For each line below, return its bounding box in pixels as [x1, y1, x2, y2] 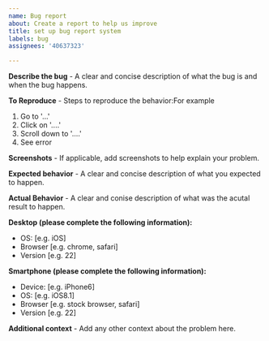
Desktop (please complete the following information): [8, 218, 193, 227]
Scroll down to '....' [19, 129, 83, 139]
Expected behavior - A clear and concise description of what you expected [8, 169, 261, 179]
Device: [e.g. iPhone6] [19, 282, 96, 292]
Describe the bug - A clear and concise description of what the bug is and [8, 71, 258, 81]
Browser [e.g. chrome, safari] [19, 242, 119, 252]
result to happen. [8, 202, 66, 212]
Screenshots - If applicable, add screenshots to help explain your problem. [8, 153, 259, 163]
